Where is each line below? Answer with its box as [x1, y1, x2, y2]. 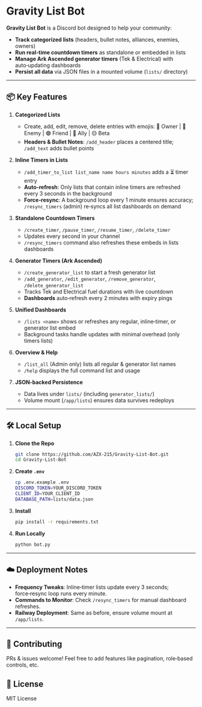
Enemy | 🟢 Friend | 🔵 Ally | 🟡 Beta [23, 129, 110, 136]
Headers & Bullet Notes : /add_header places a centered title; [23, 138, 174, 146]
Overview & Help [14, 348, 58, 356]
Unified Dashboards [14, 306, 67, 313]
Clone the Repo [14, 440, 55, 447]
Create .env [14, 468, 45, 475]
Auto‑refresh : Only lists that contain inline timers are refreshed [23, 183, 181, 191]
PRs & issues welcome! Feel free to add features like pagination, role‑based [6, 655, 193, 662]
